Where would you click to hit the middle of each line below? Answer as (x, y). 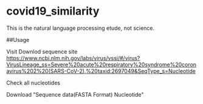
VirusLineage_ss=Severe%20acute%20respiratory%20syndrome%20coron (101, 64)
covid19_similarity (53, 11)
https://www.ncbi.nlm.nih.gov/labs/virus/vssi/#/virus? (73, 58)
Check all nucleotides (33, 83)
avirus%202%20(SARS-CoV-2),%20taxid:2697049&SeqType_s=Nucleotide (101, 71)
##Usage (18, 40)
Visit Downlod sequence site (42, 51)
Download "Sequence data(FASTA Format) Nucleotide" (75, 94)
